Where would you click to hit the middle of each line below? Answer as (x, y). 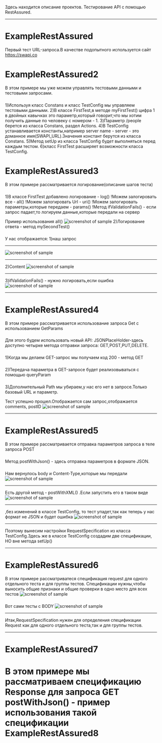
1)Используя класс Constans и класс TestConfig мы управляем (70, 105)
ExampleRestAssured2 (52, 74)
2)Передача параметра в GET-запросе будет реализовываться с (72, 370)
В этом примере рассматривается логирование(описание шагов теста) (79, 184)
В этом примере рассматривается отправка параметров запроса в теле (80, 444)
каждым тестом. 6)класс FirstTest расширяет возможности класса (74, 146)
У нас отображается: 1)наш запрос (41, 238)
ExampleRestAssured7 (52, 649)
